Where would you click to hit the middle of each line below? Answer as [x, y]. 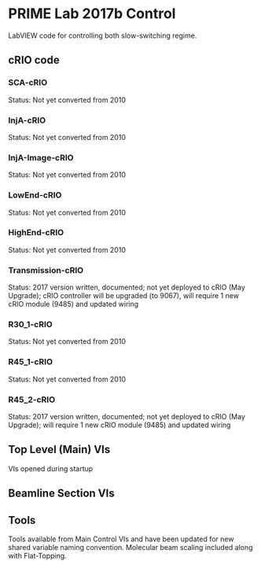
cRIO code [34, 60]
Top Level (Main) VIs [59, 450]
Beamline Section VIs [62, 494]
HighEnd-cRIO [36, 233]
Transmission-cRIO [46, 270]
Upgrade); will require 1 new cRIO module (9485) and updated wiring [119, 425]
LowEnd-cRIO [35, 195]
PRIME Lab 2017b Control [92, 14]
